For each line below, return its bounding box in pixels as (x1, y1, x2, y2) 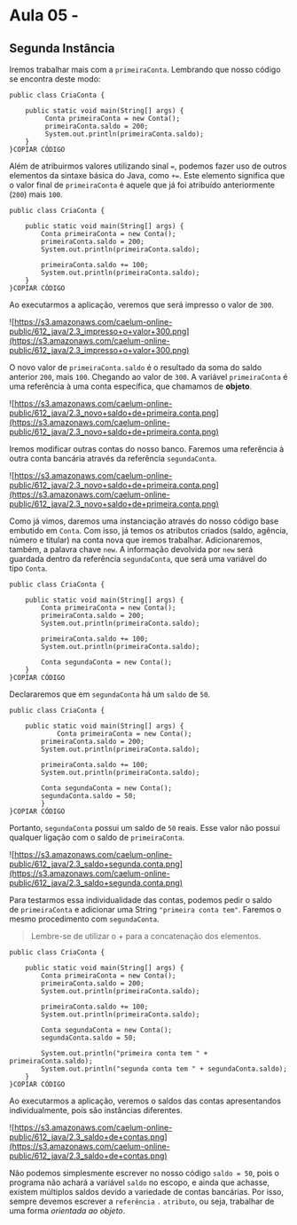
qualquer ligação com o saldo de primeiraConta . (9, 832, 185, 842)
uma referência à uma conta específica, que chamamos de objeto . (9, 381, 253, 391)
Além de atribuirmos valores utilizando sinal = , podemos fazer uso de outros (9, 161, 287, 171)
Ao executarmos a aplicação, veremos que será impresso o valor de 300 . (9, 299, 275, 310)
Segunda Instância (9, 41, 115, 56)
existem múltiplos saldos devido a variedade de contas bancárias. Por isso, (9, 1187, 285, 1197)
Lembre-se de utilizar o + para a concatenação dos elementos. (30, 931, 262, 941)
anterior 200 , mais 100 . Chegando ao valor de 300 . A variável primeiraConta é (9, 372, 288, 382)
